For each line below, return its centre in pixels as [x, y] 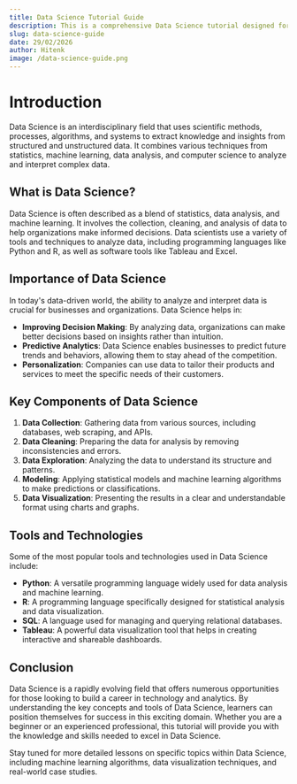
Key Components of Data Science [104, 401]
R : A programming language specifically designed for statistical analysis [153, 602]
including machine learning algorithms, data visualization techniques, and [143, 762]
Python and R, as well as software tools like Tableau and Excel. [123, 251]
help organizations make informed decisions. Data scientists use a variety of [148, 232]
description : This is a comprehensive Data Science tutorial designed [142, 26]
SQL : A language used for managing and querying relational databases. [152, 621]
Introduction [56, 102]
